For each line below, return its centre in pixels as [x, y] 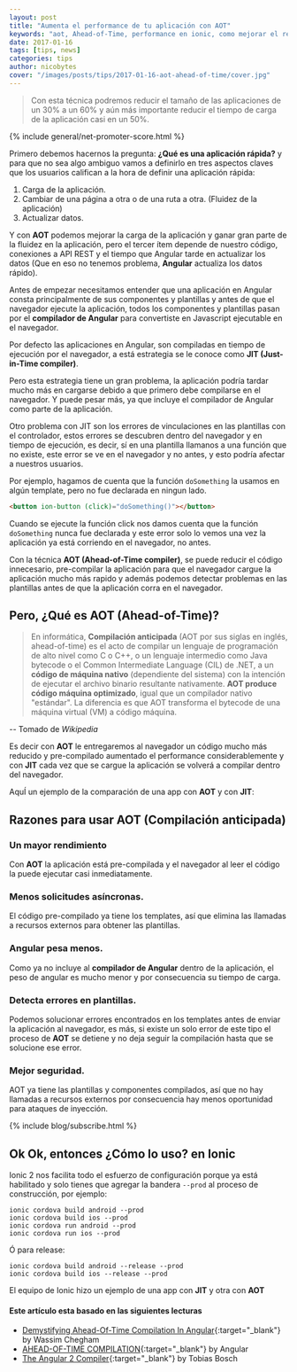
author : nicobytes [43, 67]
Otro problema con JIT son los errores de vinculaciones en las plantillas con [147, 425]
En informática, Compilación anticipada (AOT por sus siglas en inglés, [159, 637]
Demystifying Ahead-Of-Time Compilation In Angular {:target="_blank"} [151, 1330]
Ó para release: [37, 1250]
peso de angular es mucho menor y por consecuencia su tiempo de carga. [145, 977]
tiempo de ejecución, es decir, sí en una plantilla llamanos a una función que [148, 445]
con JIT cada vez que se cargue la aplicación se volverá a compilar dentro [145, 765]
